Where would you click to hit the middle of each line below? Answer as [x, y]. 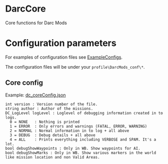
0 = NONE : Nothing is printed [45, 122]
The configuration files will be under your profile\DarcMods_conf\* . [75, 67]
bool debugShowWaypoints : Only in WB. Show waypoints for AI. [73, 148]
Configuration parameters [61, 43]
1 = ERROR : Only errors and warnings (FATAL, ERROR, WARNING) [78, 126]
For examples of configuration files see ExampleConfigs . [64, 57]
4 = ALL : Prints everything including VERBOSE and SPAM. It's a [83, 139]
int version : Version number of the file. [52, 104]
